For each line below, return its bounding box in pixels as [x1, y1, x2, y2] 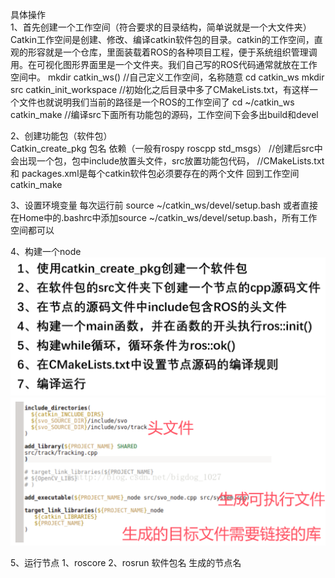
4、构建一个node [10, 246, 82, 257]
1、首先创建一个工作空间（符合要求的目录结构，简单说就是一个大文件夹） [10, 21, 312, 33]
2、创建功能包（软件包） [10, 130, 113, 142]
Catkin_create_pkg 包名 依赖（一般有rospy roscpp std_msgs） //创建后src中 [10, 143, 323, 154]
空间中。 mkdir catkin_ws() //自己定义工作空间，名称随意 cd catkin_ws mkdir [10, 71, 325, 83]
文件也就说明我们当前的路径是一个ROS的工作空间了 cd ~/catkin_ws [18, 96, 295, 108]
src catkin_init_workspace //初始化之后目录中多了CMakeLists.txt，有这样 [10, 84, 310, 95]
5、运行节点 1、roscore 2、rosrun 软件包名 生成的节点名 [10, 557, 242, 569]
